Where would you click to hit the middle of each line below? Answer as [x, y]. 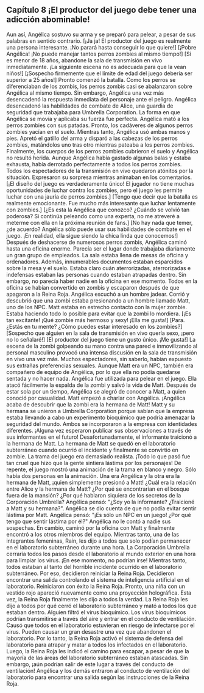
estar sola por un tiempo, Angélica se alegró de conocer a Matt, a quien [96, 391]
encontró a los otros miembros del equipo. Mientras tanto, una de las [93, 534]
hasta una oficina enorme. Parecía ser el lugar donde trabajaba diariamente [101, 248]
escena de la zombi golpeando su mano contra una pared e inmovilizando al [102, 346]
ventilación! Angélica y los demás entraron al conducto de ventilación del [98, 670]
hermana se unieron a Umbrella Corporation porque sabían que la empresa [100, 411]
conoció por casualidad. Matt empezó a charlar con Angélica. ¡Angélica [96, 398]
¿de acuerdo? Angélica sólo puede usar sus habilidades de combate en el [99, 229]
